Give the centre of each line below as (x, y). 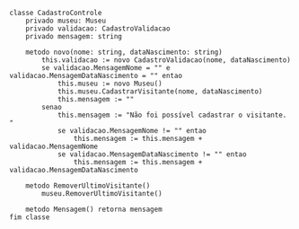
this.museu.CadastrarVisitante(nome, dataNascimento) (160, 92)
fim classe (30, 217)
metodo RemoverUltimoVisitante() (88, 186)
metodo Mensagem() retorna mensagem (94, 209)
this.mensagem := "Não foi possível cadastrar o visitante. (172, 115)
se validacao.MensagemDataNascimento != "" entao (152, 154)
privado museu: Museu (66, 21)
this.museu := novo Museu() (110, 84)
